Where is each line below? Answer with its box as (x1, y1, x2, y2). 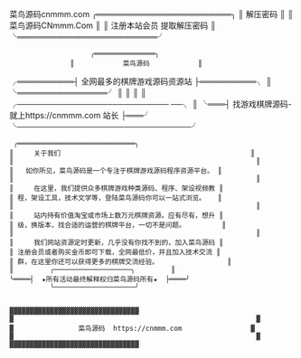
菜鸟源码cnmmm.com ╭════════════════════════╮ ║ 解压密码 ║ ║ (9, 9, 294, 19)
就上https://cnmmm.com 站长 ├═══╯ (9, 110, 152, 120)
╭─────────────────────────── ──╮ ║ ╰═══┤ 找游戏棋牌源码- (9, 99, 292, 109)
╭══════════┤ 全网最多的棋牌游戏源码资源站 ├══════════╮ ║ (9, 76, 272, 87)
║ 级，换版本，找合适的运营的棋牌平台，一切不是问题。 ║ (9, 221, 227, 230)
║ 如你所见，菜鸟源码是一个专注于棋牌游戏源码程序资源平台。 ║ (9, 166, 222, 175)
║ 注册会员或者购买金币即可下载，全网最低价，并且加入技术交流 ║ (9, 248, 221, 257)
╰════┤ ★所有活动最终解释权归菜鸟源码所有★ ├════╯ (9, 275, 191, 284)
